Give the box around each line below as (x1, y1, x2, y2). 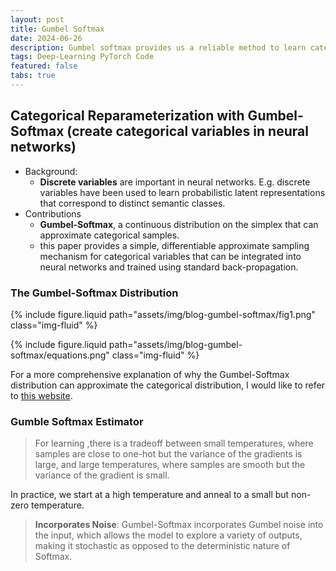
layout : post (10, 14, 65, 25)
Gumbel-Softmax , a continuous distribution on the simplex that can (39, 218, 319, 230)
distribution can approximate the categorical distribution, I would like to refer (10, 379, 325, 391)
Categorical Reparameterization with (10, 107, 245, 125)
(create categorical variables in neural (66, 123, 309, 140)
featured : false (10, 61, 78, 71)
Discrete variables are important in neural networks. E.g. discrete (39, 176, 311, 188)
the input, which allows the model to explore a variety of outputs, (34, 529, 303, 541)
